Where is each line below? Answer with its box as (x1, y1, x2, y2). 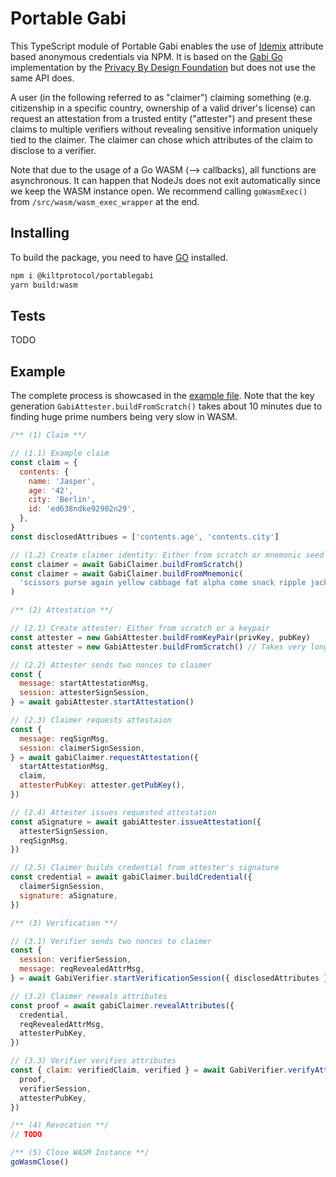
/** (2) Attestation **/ (10, 605, 114, 616)
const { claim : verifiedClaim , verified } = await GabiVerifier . (10, 1065, 288, 1075)
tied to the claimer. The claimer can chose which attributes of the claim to (10, 133, 313, 146)
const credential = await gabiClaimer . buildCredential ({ (10, 872, 253, 882)
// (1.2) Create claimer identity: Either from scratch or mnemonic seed (10, 550, 325, 560)
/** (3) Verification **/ (10, 918, 118, 928)
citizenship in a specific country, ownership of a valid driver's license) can (10, 102, 316, 114)
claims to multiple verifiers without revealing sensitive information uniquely (10, 123, 318, 135)
